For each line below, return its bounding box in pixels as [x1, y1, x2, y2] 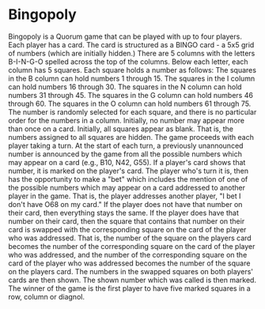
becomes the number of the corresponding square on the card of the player [8, 241, 256, 251]
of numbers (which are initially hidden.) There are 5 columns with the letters [8, 48, 256, 58]
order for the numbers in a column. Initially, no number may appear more [8, 115, 245, 125]
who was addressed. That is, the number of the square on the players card [8, 233, 252, 243]
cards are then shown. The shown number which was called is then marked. [8, 275, 257, 285]
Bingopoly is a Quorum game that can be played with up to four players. [8, 32, 243, 41]
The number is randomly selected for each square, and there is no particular [8, 107, 257, 116]
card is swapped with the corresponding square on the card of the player [8, 224, 247, 234]
